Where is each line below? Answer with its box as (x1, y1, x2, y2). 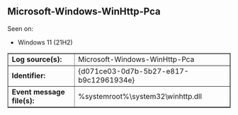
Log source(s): (11, 54, 62, 64)
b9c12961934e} (77, 75, 135, 85)
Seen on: (7, 24, 34, 32)
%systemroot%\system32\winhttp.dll (77, 91, 203, 101)
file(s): (11, 95, 35, 105)
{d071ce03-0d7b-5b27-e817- (77, 66, 189, 76)
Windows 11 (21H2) (17, 38, 73, 47)
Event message (11, 87, 65, 97)
